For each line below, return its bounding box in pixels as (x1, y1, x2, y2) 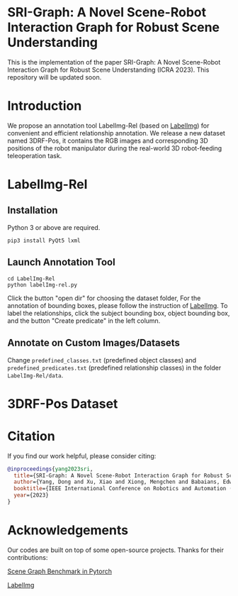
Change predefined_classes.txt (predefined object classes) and (7, 355, 197, 364)
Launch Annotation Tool (7, 256, 115, 268)
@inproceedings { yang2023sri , (7, 465, 93, 473)
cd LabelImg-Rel (7, 275, 55, 282)
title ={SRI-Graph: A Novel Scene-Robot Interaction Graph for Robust (13, 472, 223, 479)
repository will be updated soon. (7, 72, 102, 82)
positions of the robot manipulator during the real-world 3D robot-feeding (7, 143, 222, 153)
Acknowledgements (7, 522, 129, 539)
